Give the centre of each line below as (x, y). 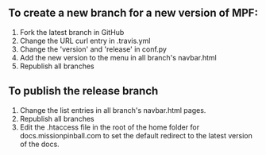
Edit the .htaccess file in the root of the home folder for (110, 127)
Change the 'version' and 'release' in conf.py (93, 49)
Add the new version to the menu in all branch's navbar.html (118, 57)
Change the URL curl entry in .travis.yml (85, 41)
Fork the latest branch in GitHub (72, 32)
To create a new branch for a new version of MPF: (133, 13)
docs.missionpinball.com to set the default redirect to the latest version (136, 135)
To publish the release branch (83, 91)
